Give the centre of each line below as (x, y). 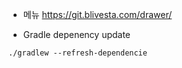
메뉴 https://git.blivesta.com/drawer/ (97, 14)
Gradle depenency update (76, 34)
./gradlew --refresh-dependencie (78, 53)
